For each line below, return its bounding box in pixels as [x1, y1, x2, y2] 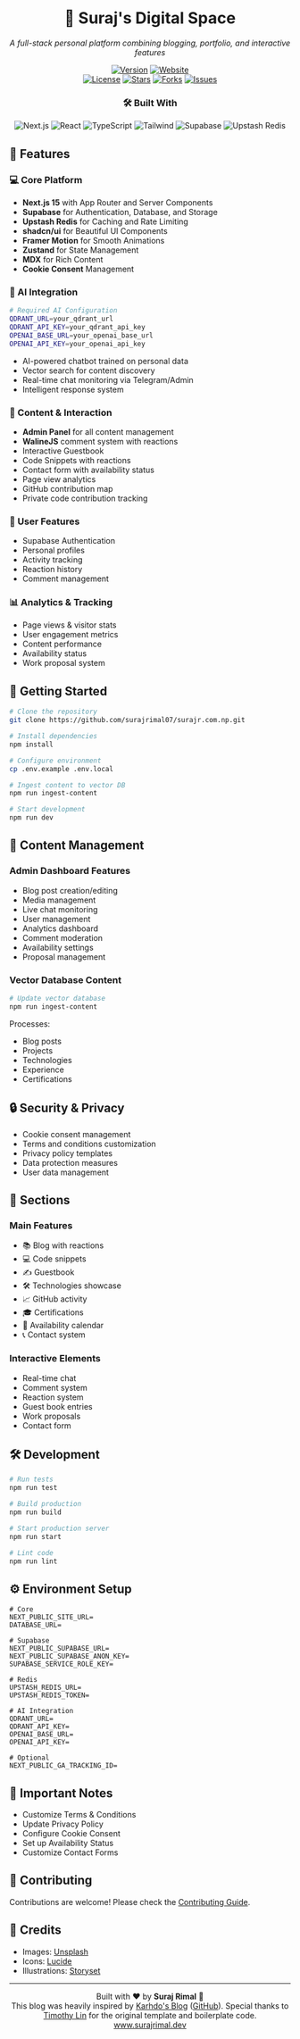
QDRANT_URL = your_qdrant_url [9, 314, 114, 324]
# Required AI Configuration [9, 306, 118, 315]
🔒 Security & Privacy [9, 1101, 125, 1116]
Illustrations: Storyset [21, 1965, 101, 1976]
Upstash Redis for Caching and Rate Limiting [21, 216, 189, 227]
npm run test [9, 1484, 58, 1493]
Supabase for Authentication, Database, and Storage [21, 206, 219, 217]
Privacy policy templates [21, 1147, 113, 1159]
